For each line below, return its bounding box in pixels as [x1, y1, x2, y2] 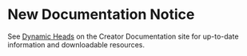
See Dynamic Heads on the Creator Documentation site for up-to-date [7, 32, 239, 41]
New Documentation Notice [7, 6, 195, 24]
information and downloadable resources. [7, 39, 145, 49]
